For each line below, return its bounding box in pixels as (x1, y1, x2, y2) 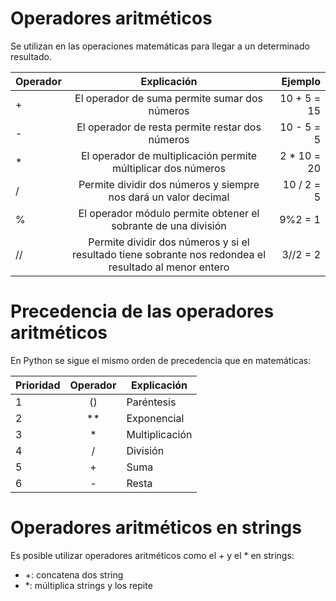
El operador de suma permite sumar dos (74, 91, 263, 105)
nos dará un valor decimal (108, 190, 230, 204)
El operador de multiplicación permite (80, 148, 258, 162)
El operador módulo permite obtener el (78, 206, 260, 220)
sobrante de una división (111, 218, 227, 232)
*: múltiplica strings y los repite (24, 579, 153, 591)
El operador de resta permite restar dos (76, 120, 262, 134)
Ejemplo (281, 74, 321, 88)
